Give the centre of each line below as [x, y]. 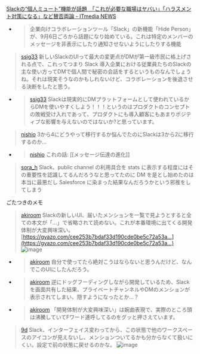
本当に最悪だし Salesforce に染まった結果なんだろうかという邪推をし [106, 182]
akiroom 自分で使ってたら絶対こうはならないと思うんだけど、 [106, 262]
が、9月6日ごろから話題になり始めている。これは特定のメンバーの [111, 36]
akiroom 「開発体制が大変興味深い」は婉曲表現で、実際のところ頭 [111, 309]
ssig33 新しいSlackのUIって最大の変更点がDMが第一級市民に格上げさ [106, 57]
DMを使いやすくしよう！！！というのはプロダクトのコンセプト [113, 107]
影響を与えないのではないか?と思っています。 [101, 122]
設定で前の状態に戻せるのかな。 [76, 345]
